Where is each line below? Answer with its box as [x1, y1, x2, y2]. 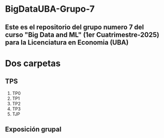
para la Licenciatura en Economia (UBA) [5, 38, 129, 46]
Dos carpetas [5, 58, 61, 69]
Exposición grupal [5, 125, 62, 133]
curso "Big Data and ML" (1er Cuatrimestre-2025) [5, 30, 160, 39]
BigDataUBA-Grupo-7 [5, 3, 95, 15]
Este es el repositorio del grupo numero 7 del [5, 23, 144, 31]
